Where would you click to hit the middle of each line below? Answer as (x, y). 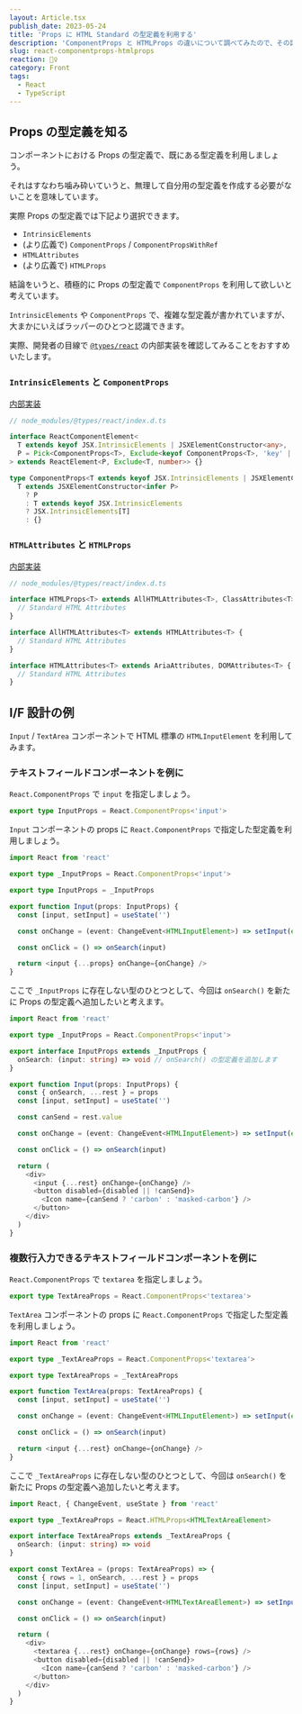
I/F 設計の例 (42, 712)
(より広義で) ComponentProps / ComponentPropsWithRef (120, 245)
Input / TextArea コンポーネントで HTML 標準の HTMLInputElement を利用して (151, 736)
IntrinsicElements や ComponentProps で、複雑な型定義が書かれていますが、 (150, 315)
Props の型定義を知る (69, 131)
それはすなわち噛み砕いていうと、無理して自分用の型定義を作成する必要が (147, 186)
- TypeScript (42, 93)
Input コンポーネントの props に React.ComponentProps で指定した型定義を (147, 830)
